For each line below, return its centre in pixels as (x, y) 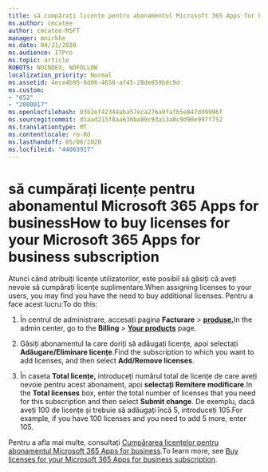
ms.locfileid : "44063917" (51, 149)
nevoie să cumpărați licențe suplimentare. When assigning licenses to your (130, 288)
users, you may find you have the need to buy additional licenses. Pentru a (131, 295)
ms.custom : (26, 90)
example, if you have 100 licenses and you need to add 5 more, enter (133, 418)
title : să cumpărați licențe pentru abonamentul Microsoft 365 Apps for (132, 16)
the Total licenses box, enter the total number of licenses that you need (138, 393)
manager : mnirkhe (37, 38)
